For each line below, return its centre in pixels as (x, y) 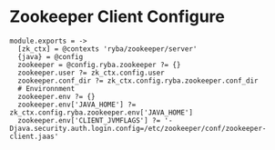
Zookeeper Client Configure (117, 17)
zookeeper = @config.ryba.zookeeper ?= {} (99, 65)
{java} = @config (51, 56)
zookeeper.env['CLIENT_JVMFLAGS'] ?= (89, 120)
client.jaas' (34, 136)
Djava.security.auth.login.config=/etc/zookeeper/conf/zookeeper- (138, 128)
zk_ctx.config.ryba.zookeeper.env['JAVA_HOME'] (102, 112)
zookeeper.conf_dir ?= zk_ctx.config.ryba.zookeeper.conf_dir (138, 80)
